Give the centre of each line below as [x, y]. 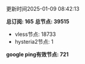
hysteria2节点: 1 [34, 42]
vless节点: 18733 [35, 34]
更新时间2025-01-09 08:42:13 [43, 9]
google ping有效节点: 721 [37, 54]
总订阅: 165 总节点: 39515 [38, 22]
